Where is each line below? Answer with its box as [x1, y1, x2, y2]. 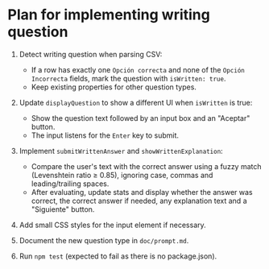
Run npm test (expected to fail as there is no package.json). [19, 251, 217, 261]
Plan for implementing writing [7, 6, 210, 24]
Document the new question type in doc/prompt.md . [19, 235, 189, 245]
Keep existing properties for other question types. [31, 82, 197, 92]
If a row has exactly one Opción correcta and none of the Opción [31, 64, 245, 74]
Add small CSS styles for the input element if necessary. [19, 220, 206, 230]
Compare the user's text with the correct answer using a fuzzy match [31, 161, 263, 171]
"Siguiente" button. [31, 204, 95, 214]
